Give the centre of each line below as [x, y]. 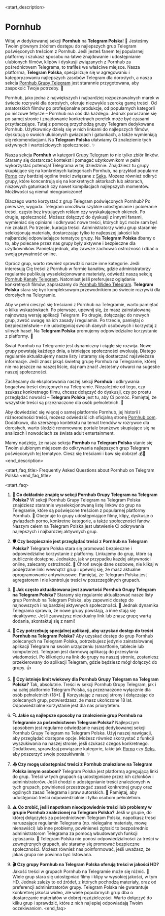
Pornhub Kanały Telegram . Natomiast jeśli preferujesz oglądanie [70, 279]
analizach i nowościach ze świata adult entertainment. [60, 433]
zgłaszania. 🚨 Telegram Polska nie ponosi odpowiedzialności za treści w [85, 838]
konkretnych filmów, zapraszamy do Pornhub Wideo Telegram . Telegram [79, 284]
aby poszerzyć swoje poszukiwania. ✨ [51, 754]
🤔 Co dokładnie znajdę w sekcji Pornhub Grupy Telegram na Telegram [85, 495]
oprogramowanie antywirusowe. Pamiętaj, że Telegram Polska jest [80, 574]
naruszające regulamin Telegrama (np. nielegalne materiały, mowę [79, 823]
